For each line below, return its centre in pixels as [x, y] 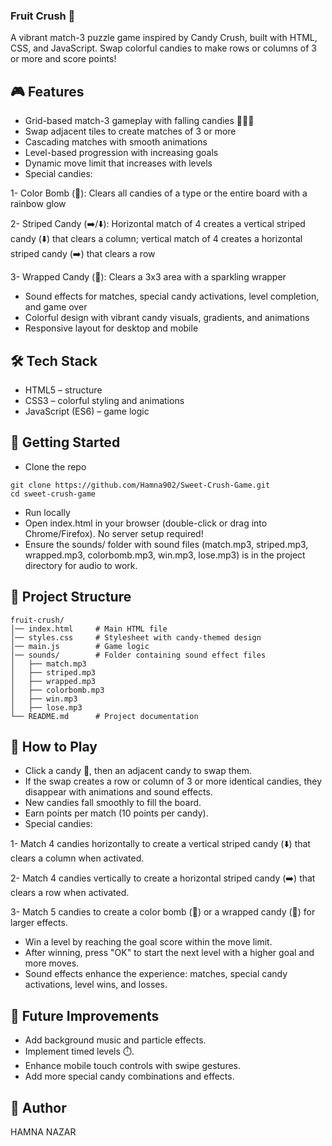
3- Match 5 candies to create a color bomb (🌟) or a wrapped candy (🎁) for [163, 912]
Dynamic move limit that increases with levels [118, 163]
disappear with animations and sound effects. [118, 792]
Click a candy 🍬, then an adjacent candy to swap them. [138, 771]
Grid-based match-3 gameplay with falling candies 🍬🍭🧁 [139, 121]
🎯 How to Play [54, 746]
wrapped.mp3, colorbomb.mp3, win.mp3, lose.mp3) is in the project [165, 555]
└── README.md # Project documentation [104, 716]
